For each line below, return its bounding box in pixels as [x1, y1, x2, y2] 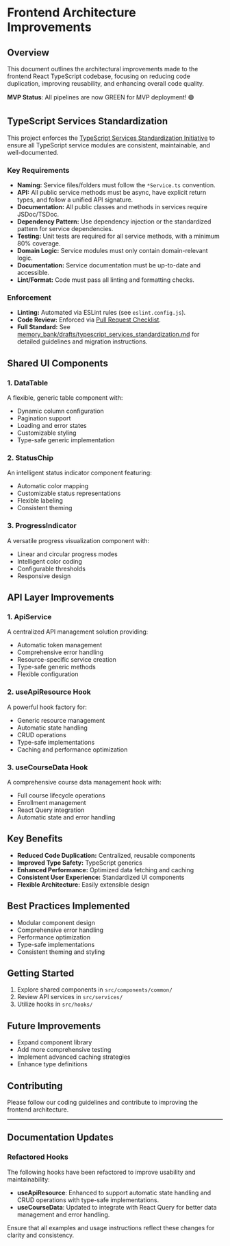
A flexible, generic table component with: [7, 394, 123, 402]
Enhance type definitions [16, 1060, 88, 1068]
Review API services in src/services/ [16, 993, 123, 1001]
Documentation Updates [7, 1131, 114, 1143]
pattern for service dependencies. [16, 225, 114, 233]
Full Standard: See [16, 323, 71, 331]
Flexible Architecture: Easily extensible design [16, 880, 150, 889]
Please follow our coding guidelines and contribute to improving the [7, 1099, 199, 1107]
